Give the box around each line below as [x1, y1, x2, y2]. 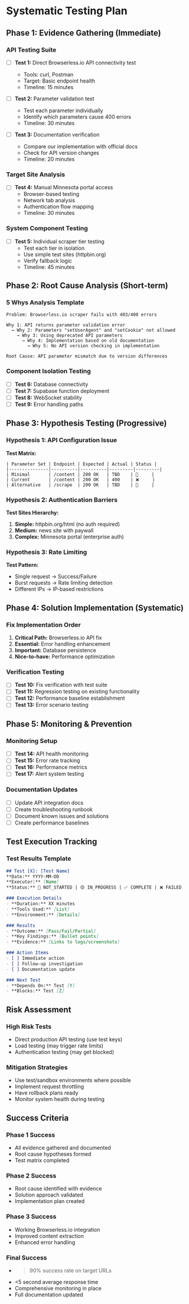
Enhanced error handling [14, 1239, 76, 1246]
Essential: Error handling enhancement [14, 640, 110, 648]
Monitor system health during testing [14, 1096, 105, 1103]
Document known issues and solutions [14, 812, 109, 820]
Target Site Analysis [6, 170, 66, 179]
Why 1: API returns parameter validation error [6, 322, 126, 328]
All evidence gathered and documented [14, 1144, 111, 1151]
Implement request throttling [14, 1083, 84, 1090]
